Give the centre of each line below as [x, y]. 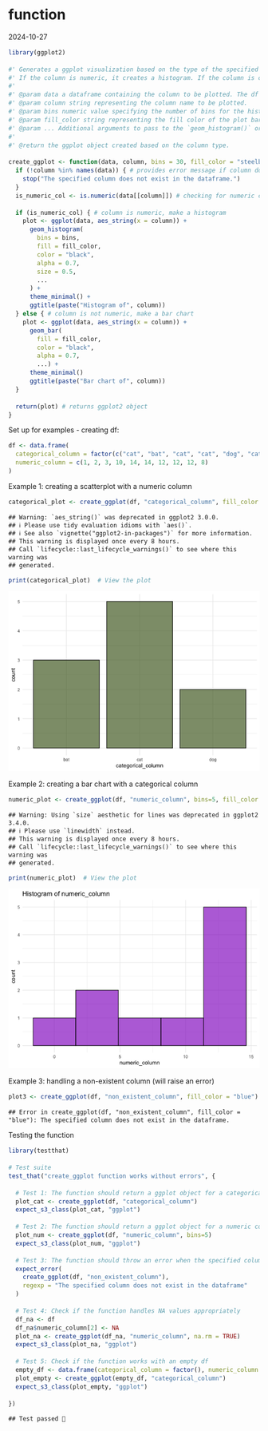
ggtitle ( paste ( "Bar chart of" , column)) [97, 381]
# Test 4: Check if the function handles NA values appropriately [128, 1311]
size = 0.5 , [57, 272]
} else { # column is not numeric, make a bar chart [105, 314]
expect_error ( [39, 1269]
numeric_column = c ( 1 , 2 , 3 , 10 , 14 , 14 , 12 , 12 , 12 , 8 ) [112, 463]
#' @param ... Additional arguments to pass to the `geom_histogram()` [130, 128]
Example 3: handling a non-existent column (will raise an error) [112, 1081]
